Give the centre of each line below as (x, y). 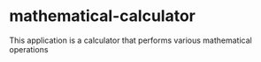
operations (29, 49)
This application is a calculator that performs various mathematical (130, 40)
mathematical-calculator (103, 16)
